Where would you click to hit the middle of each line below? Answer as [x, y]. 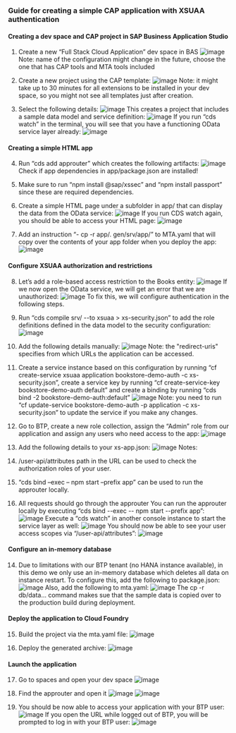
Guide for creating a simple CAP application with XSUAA [106, 11]
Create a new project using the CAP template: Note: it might [118, 80]
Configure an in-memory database [60, 550]
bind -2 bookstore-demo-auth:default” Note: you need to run [120, 397]
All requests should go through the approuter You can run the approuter [123, 503]
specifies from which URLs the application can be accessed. [106, 353]
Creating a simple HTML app [51, 147]
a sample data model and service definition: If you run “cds [117, 117]
